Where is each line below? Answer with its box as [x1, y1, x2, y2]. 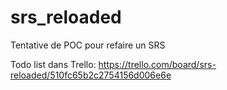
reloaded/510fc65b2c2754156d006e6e [10, 69, 172, 81]
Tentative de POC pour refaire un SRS [10, 39, 166, 51]
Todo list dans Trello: [10, 58, 97, 70]
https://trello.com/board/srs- [98, 58, 217, 70]
